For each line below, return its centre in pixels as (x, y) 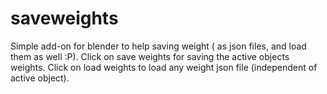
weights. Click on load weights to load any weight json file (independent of (164, 67)
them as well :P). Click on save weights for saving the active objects (150, 56)
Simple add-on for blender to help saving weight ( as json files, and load (158, 46)
